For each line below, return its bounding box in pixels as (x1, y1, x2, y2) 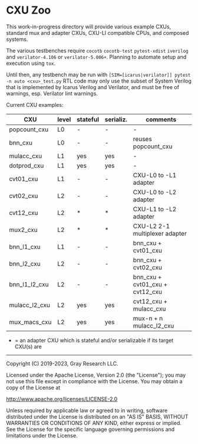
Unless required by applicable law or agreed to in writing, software (6, 407, 168, 414)
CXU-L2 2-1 (133, 222, 170, 230)
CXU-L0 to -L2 (133, 188, 177, 196)
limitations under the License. (6, 432, 78, 439)
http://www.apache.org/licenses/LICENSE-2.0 (6, 395, 118, 402)
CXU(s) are (14, 343, 42, 350)
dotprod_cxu (9, 161, 44, 169)
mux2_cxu (9, 226, 38, 234)
